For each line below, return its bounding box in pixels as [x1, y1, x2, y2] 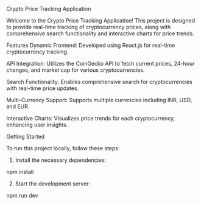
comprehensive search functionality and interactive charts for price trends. [6, 30, 195, 37]
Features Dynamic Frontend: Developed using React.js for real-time [6, 42, 175, 49]
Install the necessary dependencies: [15, 156, 107, 164]
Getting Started [6, 133, 45, 140]
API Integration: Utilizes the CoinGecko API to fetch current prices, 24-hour [6, 60, 195, 67]
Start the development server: [15, 180, 91, 187]
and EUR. [6, 103, 30, 110]
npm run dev [6, 192, 38, 199]
